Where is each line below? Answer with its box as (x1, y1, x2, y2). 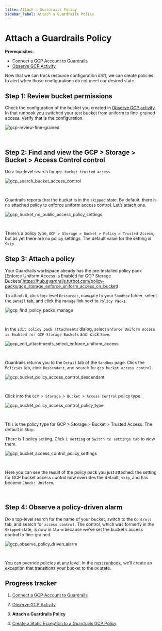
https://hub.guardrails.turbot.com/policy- (22, 278, 105, 284)
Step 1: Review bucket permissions (5, 92, 113, 100)
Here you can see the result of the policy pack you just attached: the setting (5, 469, 157, 475)
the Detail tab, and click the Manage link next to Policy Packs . (5, 298, 127, 304)
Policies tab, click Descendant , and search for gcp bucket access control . (5, 364, 153, 370)
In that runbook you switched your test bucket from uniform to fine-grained (5, 110, 155, 116)
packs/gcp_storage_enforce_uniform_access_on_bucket (5, 283, 117, 289)
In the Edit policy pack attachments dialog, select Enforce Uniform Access (5, 326, 155, 332)
